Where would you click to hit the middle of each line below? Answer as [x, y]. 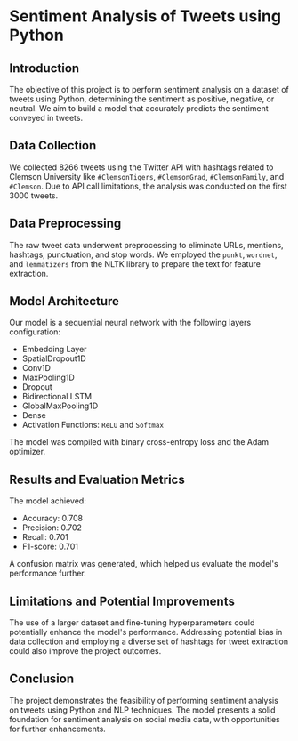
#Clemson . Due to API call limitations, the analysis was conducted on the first [148, 186]
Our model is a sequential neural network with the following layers [130, 323]
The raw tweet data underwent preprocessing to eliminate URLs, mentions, [146, 245]
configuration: [35, 332]
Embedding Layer [54, 350]
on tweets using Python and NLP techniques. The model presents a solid [142, 710]
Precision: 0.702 [52, 528]
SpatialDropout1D [54, 358]
